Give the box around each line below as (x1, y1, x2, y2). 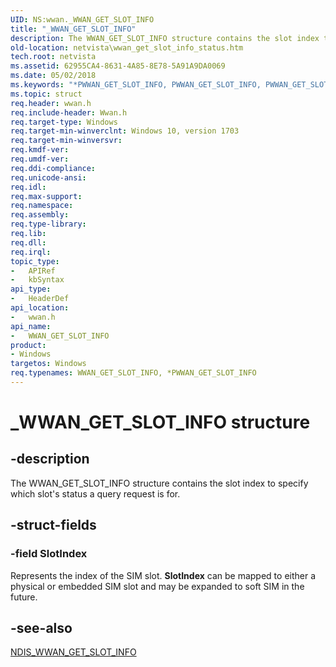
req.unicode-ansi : (10, 172, 87, 183)
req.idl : (10, 182, 47, 192)
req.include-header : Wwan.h (10, 107, 128, 118)
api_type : (10, 284, 52, 295)
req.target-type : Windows (10, 117, 118, 127)
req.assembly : (10, 210, 70, 220)
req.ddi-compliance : (10, 163, 97, 173)
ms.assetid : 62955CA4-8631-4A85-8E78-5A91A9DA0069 (10, 61, 226, 71)
